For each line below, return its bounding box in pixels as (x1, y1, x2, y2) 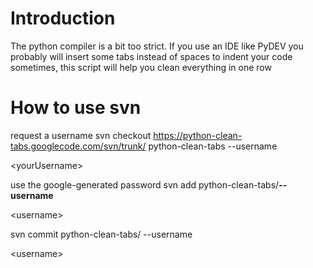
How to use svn (10, 97, 142, 119)
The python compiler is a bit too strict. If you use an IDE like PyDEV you (10, 40, 304, 52)
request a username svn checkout (10, 129, 152, 141)
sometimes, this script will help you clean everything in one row (10, 61, 272, 73)
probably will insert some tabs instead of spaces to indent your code (10, 50, 293, 62)
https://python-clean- (153, 129, 243, 141)
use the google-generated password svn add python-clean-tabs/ (10, 178, 280, 191)
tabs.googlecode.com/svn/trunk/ (10, 140, 147, 152)
